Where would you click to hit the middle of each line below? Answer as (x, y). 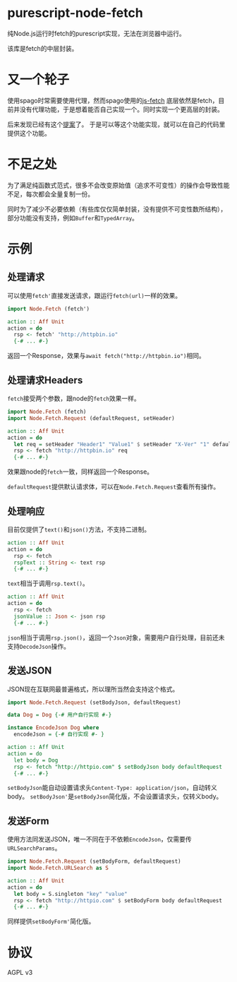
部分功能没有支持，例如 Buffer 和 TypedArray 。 (73, 217)
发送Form (28, 821)
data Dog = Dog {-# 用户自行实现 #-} (60, 715)
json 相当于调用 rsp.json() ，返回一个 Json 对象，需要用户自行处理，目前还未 (116, 637)
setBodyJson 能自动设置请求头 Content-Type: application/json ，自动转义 (112, 788)
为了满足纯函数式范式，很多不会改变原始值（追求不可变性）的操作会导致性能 (119, 185)
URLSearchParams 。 (34, 848)
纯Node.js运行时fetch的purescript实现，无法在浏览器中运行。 (96, 33)
